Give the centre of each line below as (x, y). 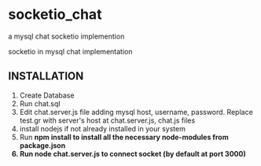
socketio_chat (55, 15)
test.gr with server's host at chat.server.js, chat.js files (107, 120)
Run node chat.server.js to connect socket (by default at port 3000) (132, 153)
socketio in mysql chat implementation (70, 51)
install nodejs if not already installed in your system (103, 128)
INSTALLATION (46, 76)
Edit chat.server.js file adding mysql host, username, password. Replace (136, 112)
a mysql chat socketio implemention (66, 36)
